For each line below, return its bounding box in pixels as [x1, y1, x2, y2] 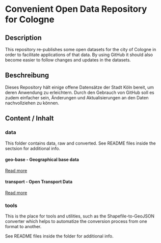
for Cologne [5, 14, 55, 25]
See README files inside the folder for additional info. [5, 233, 114, 239]
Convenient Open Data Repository [5, 3, 147, 15]
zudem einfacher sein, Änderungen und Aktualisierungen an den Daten [5, 94, 149, 100]
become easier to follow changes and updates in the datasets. [5, 57, 131, 62]
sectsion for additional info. [5, 145, 60, 151]
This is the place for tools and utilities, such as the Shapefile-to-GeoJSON [5, 213, 155, 219]
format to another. [5, 224, 42, 230]
